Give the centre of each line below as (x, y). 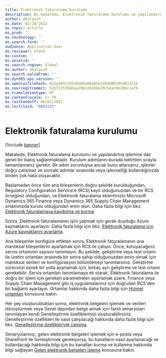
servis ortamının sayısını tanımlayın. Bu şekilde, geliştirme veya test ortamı (81, 251)
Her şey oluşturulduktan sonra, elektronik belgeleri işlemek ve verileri (76, 303)
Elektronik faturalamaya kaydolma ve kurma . (50, 211)
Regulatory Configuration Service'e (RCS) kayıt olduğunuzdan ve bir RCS (79, 190)
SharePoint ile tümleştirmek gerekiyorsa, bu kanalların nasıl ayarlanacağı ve (82, 339)
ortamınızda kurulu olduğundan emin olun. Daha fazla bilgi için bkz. (73, 206)
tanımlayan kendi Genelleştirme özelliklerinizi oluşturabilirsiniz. (69, 314)
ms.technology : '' (24, 38)
